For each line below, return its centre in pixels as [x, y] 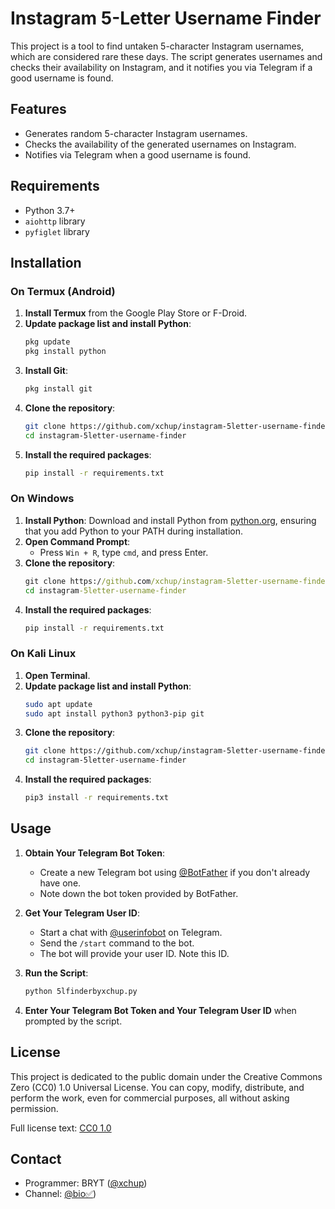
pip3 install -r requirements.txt [96, 798]
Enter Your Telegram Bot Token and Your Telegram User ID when [160, 1010]
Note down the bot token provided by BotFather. [139, 893]
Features [38, 109]
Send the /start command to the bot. [117, 943]
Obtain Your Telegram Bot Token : [94, 853]
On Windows [42, 499]
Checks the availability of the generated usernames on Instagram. [160, 144]
